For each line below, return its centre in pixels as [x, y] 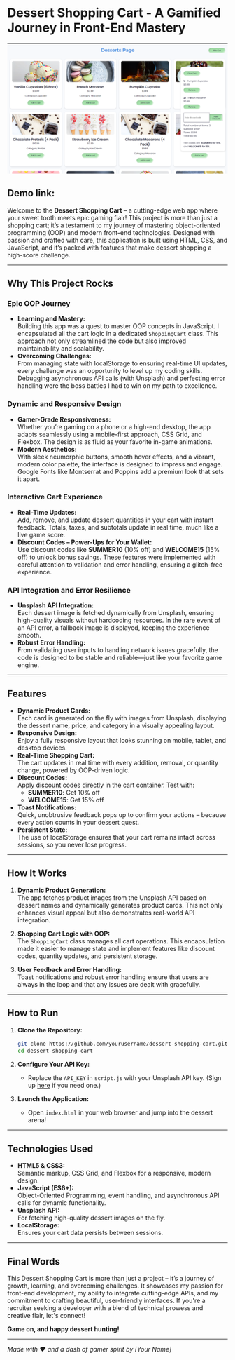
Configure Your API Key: [54, 1065]
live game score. [41, 534]
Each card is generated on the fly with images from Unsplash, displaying [122, 718]
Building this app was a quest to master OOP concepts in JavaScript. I [118, 326]
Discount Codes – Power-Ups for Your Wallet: [85, 542]
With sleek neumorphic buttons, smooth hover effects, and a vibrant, [116, 457]
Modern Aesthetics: [47, 449]
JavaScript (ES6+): [45, 1188]
